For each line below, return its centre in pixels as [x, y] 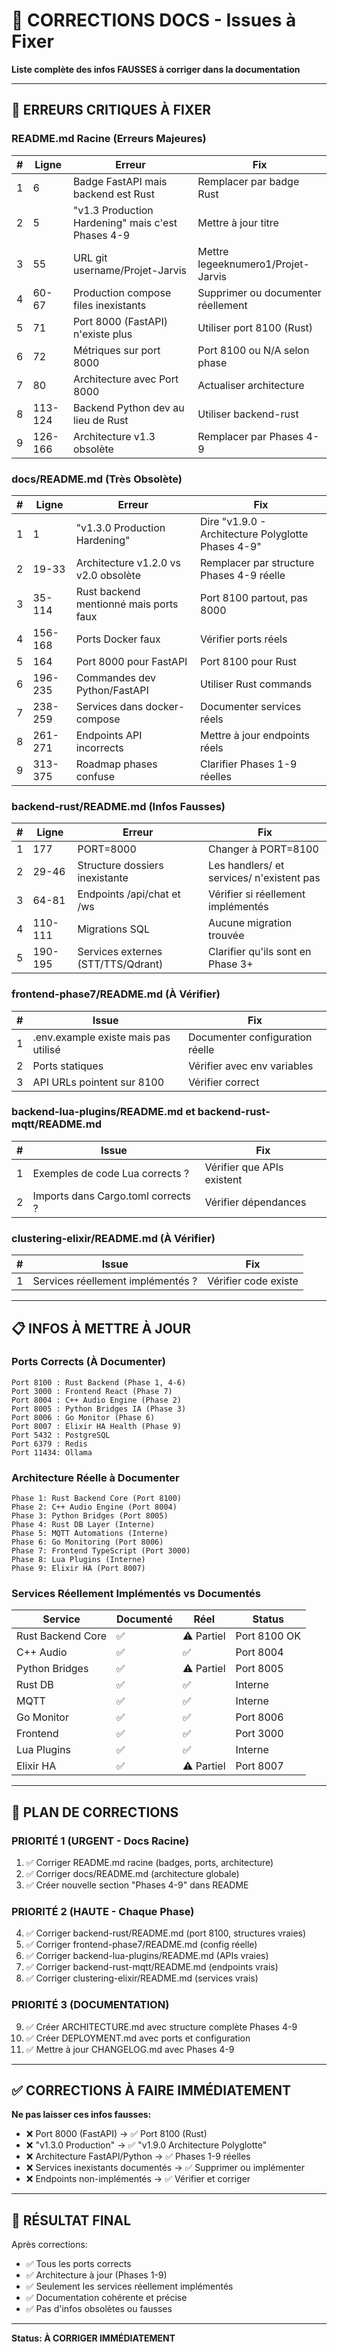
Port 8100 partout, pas [254, 597]
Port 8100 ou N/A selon [253, 350]
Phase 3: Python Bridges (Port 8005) [90, 1516]
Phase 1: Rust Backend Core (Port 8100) [97, 1499]
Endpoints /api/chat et [129, 894]
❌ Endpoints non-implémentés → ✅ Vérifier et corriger [138, 2179]
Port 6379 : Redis [49, 1444]
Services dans [109, 706]
